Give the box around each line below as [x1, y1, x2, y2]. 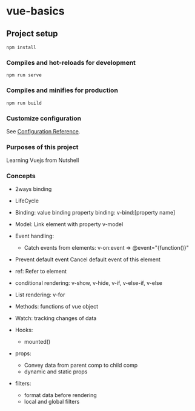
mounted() [24, 338, 51, 346]
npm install [6, 44, 36, 50]
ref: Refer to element [15, 268, 67, 275]
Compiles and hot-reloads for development [6, 58, 136, 67]
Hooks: [15, 326, 33, 334]
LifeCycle [15, 197, 39, 204]
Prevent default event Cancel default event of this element [15, 256, 160, 263]
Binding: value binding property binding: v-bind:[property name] [15, 209, 176, 216]
